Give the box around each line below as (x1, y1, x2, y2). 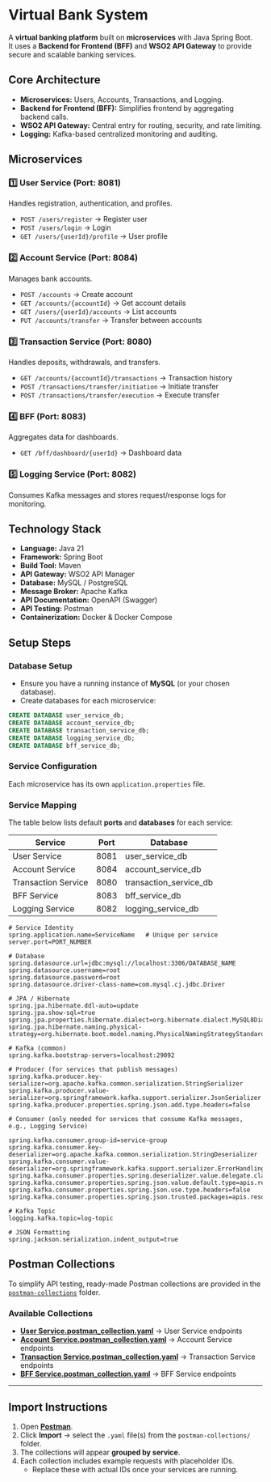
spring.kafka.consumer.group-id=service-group (8, 1136, 168, 1144)
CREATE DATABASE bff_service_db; (8, 741, 121, 749)
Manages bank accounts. (8, 274, 93, 283)
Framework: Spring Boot (19, 552, 103, 562)
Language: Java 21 (19, 544, 85, 554)
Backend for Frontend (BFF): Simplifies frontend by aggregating (19, 103, 234, 113)
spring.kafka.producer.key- (8, 1072, 103, 1081)
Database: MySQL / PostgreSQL (19, 578, 128, 588)
